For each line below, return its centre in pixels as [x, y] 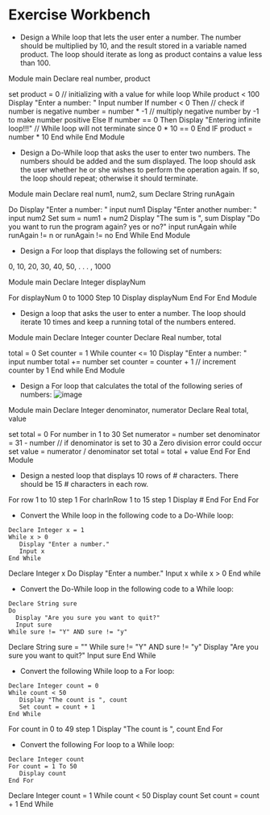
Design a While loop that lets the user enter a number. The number [131, 37]
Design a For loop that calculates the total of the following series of [131, 385]
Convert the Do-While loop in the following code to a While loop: [127, 588]
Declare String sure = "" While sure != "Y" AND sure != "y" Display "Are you [134, 647]
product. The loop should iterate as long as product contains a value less [141, 54]
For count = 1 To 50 [43, 766]
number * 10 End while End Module [66, 137]
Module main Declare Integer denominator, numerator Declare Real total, [129, 410]
